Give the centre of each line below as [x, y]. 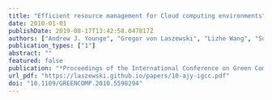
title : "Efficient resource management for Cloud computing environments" [137, 16]
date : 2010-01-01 [38, 23]
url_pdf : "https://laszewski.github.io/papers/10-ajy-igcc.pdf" [119, 76]
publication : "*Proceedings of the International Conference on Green [130, 69]
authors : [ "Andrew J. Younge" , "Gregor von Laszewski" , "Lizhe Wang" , [130, 38]
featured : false [36, 61]
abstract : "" [30, 53]
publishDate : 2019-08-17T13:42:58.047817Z [81, 31]
